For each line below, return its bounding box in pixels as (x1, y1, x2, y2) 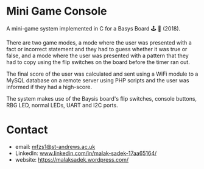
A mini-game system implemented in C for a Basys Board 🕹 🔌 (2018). (6, 24, 181, 32)
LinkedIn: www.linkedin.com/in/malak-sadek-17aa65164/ (15, 149, 157, 157)
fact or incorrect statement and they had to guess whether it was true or (6, 45, 188, 52)
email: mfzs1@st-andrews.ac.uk (15, 143, 96, 150)
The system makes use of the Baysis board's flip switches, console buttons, (6, 95, 197, 102)
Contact (6, 123, 48, 137)
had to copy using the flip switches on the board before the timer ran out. (6, 58, 190, 65)
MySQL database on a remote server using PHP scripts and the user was (6, 76, 189, 84)
